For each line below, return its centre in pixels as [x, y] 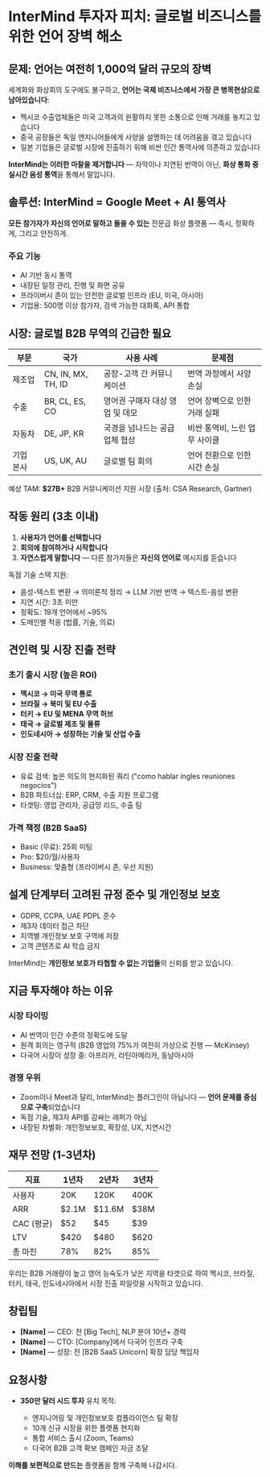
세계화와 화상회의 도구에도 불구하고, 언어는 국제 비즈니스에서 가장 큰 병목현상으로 [134, 90]
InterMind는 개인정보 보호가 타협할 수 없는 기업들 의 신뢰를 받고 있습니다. [121, 963]
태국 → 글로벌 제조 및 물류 [60, 724]
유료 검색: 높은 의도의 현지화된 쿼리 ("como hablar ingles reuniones [127, 776]
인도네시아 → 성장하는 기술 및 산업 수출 [80, 734]
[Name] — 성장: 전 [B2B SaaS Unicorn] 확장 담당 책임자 [109, 1352]
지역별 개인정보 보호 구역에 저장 [69, 936]
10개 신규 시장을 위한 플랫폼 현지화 [86, 1428]
